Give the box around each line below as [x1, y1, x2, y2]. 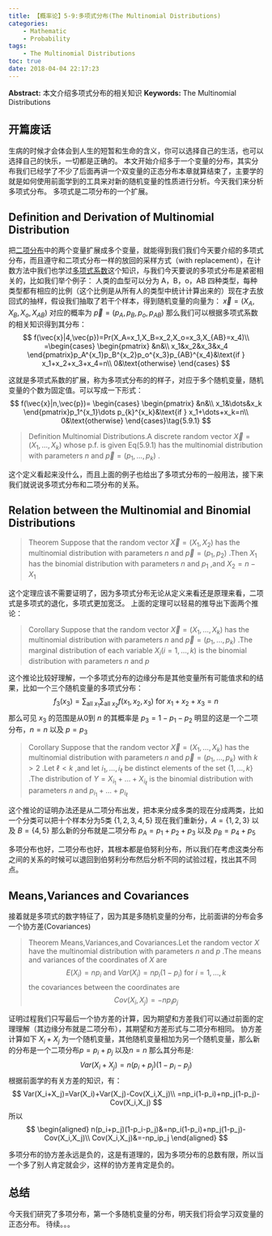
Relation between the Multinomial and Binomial [8, 503, 251, 517]
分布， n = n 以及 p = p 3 [8, 724, 88, 736]
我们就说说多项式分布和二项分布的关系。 [8, 480, 143, 489]
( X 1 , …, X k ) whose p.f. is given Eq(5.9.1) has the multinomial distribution [28, 440, 263, 451]
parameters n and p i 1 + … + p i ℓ [28, 786, 128, 799]
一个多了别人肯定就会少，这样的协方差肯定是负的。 [8, 1160, 179, 1169]
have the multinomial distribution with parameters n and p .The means [28, 946, 261, 956]
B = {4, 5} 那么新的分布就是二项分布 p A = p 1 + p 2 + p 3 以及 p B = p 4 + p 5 [17, 825, 257, 838]
